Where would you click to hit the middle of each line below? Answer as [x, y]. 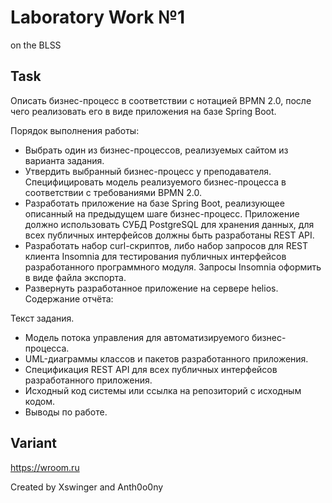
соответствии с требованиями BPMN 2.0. [113, 192]
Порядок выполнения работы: [75, 130]
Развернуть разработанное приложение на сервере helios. [151, 288]
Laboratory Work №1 [98, 17]
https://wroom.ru [45, 467]
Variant [33, 443]
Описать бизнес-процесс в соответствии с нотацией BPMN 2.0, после [161, 100]
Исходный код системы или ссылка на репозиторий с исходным [163, 390]
